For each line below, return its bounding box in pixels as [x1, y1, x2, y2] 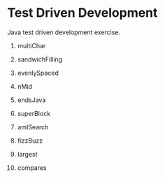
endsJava [17, 96, 46, 104]
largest [17, 150, 38, 158]
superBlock [17, 109, 51, 117]
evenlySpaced [17, 69, 59, 77]
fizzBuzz [17, 136, 43, 145]
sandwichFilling [17, 55, 63, 64]
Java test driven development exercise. [7, 28, 121, 36]
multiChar [17, 41, 46, 50]
